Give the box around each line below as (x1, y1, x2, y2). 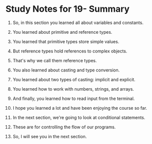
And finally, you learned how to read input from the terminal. (12, 96, 135, 101)
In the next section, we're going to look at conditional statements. (12, 114, 146, 120)
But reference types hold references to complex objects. (12, 48, 127, 54)
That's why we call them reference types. (12, 57, 97, 63)
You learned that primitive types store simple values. (12, 38, 120, 45)
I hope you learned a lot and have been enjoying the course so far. (12, 105, 147, 111)
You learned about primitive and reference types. (12, 29, 113, 35)
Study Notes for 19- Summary (5, 3, 130, 15)
